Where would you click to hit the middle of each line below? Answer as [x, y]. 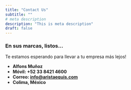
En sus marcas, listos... [34, 46]
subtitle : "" [19, 14]
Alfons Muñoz [27, 66]
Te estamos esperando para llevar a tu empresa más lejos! [66, 57]
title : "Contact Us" [27, 10]
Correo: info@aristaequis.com [45, 77]
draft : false [19, 28]
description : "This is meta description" [49, 24]
